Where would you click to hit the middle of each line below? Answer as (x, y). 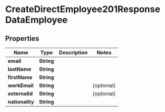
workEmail (21, 85)
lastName (20, 69)
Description (73, 52)
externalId (20, 94)
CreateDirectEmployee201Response (83, 9)
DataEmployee (37, 20)
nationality (21, 102)
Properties (22, 38)
